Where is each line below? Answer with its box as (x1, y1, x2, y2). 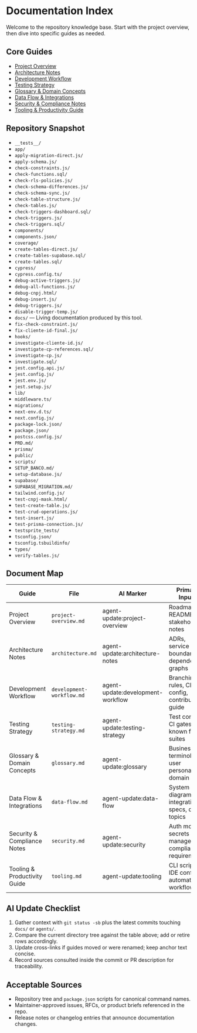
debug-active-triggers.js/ (14, 278, 81, 284)
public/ (14, 452, 33, 458)
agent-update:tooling (102, 872, 162, 881)
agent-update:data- (102, 794, 159, 802)
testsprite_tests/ (14, 528, 60, 534)
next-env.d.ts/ (14, 409, 52, 415)
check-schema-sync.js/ (14, 190, 70, 196)
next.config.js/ (14, 415, 55, 421)
